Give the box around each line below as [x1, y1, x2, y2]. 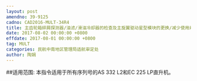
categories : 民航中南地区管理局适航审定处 [6, 47, 99, 52]
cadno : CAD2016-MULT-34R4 [6, 19, 69, 25]
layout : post [6, 8, 38, 15]
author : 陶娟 [6, 52, 36, 58]
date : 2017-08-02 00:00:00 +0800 [6, 30, 88, 36]
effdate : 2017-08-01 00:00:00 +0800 [6, 36, 96, 41]
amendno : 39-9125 [6, 14, 49, 20]
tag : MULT [6, 41, 30, 47]
